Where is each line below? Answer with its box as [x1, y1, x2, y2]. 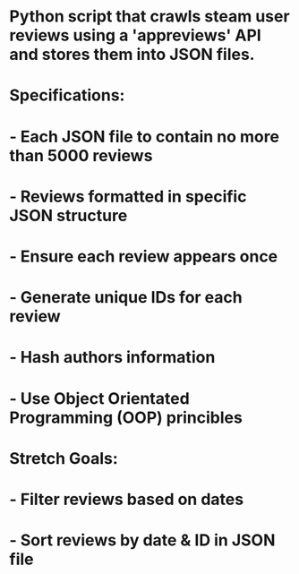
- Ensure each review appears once [9, 246, 278, 266]
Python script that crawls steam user [9, 6, 290, 27]
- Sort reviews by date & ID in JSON [9, 530, 276, 551]
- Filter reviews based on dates [9, 489, 244, 510]
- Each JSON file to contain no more [9, 126, 280, 147]
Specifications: [9, 85, 125, 106]
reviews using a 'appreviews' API [9, 25, 261, 46]
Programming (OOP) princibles [9, 407, 243, 427]
